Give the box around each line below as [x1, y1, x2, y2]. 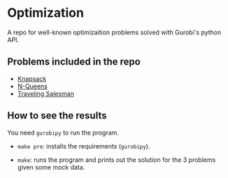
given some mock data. [17, 163, 85, 171]
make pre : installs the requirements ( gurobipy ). [17, 142, 150, 150]
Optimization [7, 5, 84, 21]
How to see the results [7, 110, 107, 122]
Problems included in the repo [7, 56, 141, 68]
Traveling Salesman [17, 89, 75, 97]
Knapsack [17, 74, 47, 83]
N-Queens [17, 82, 48, 90]
